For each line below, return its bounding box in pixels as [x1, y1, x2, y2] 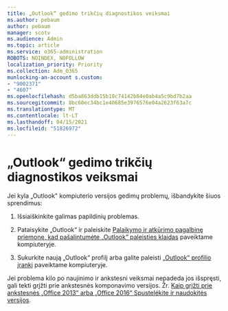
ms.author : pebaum [7, 16, 60, 23]
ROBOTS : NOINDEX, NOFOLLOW [7, 55, 84, 62]
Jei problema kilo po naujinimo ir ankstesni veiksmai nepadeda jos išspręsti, [7, 274, 222, 282]
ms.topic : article [7, 42, 60, 49]
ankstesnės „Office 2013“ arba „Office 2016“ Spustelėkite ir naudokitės [7, 289, 207, 297]
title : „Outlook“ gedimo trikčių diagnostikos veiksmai [7, 10, 170, 17]
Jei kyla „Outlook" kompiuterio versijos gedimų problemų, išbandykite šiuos [7, 192, 221, 200]
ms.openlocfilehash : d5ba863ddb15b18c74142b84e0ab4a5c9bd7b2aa [7, 93, 192, 100]
